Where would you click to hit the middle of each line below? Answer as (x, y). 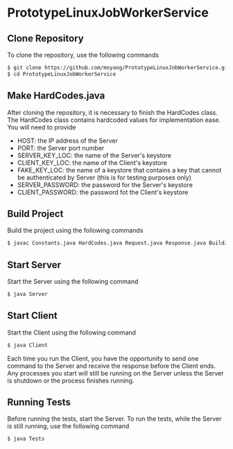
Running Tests (39, 402)
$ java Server (28, 294)
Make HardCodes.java (56, 96)
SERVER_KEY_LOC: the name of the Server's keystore (94, 155)
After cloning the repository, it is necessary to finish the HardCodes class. (113, 112)
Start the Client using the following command (72, 332)
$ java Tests (26, 439)
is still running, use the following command (68, 426)
